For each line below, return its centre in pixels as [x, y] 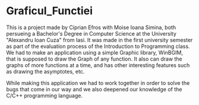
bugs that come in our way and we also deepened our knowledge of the [94, 89]
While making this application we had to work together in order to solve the [98, 83]
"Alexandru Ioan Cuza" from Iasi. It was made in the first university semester [99, 40]
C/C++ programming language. [45, 96]
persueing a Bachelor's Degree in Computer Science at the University [91, 33]
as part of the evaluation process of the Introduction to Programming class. [98, 46]
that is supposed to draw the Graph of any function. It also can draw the [94, 59]
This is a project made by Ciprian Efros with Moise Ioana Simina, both [91, 27]
